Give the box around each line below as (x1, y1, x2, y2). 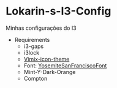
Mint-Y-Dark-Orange (23, 68, 76, 75)
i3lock (23, 49, 40, 56)
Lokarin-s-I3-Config (6, 4, 111, 18)
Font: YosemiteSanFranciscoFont (23, 62, 107, 69)
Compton (23, 75, 48, 82)
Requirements (14, 36, 50, 43)
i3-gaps (23, 42, 44, 50)
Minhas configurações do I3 (6, 24, 77, 32)
